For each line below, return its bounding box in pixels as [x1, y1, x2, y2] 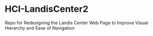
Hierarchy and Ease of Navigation [5, 25, 75, 31]
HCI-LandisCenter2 [5, 3, 89, 15]
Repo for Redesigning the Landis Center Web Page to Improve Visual [5, 20, 148, 26]
